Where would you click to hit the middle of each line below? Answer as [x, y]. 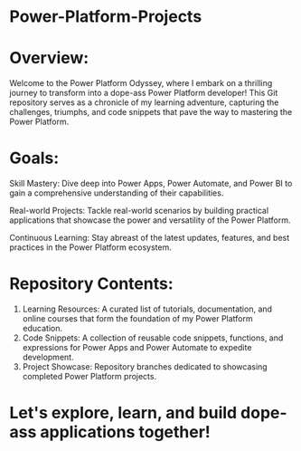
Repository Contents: [91, 284]
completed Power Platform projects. [89, 376]
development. [48, 357]
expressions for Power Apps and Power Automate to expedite [137, 347]
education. [42, 328]
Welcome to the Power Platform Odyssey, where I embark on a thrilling [141, 83]
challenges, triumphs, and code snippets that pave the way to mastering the [151, 112]
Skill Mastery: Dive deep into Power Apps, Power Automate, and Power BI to [151, 184]
